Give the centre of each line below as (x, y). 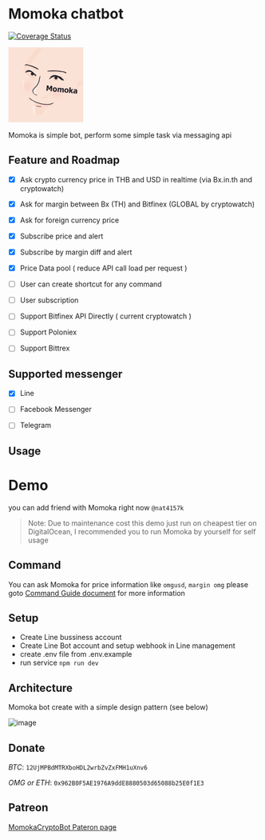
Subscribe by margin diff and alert (76, 252)
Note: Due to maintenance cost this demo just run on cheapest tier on (142, 523)
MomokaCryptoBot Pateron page (63, 827)
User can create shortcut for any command (91, 284)
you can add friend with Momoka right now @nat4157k (96, 507)
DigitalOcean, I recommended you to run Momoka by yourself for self (142, 531)
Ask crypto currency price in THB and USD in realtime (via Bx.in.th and (136, 179)
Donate (27, 748)
